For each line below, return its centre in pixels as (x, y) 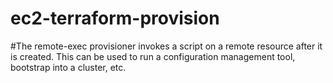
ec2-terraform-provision (115, 18)
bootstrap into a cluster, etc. (68, 67)
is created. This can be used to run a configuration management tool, (153, 56)
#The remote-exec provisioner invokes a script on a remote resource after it (166, 46)
